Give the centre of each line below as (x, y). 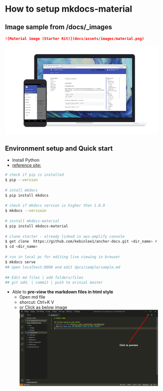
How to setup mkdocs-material (69, 9)
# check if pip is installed (34, 175)
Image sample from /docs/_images (59, 27)
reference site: (26, 165)
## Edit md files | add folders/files (44, 278)
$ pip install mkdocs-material (37, 226)
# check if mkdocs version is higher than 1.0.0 (55, 205)
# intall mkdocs (21, 190)
